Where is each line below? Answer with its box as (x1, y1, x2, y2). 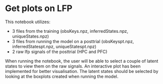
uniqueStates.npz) (12, 33, 49, 39)
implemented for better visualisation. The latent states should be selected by (5, 68, 159, 74)
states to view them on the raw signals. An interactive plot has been (5, 63, 141, 69)
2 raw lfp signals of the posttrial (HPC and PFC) (12, 49, 108, 55)
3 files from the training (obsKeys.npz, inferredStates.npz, (12, 28, 128, 34)
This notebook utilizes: (5, 19, 51, 25)
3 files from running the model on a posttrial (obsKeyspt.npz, (12, 38, 134, 44)
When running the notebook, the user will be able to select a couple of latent (5, 58, 159, 64)
